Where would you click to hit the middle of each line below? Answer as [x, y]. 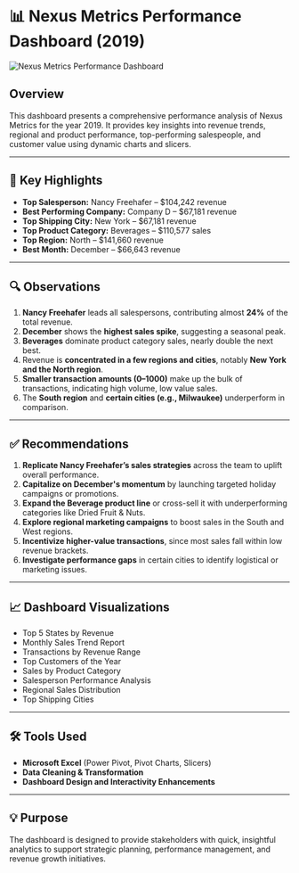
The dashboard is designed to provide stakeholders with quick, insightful [142, 839]
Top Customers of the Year [72, 661]
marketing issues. [54, 570]
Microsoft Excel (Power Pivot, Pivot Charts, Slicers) [117, 762]
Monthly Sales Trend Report [73, 642]
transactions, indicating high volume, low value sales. [120, 389]
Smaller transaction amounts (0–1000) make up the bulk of [132, 379]
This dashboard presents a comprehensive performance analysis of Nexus [146, 115]
